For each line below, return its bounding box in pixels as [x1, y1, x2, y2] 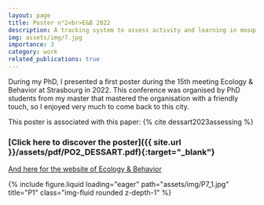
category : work [8, 48, 58, 56]
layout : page [8, 11, 51, 20]
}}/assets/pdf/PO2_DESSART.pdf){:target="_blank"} [8, 146, 215, 157]
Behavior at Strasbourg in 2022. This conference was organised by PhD [8, 85, 241, 94]
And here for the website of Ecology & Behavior [8, 164, 163, 174]
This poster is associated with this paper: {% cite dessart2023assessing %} [8, 117, 254, 126]
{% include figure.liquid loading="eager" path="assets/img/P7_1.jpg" [8, 180, 229, 189]
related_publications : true [8, 56, 101, 64]
